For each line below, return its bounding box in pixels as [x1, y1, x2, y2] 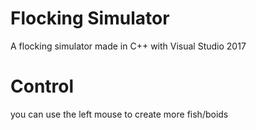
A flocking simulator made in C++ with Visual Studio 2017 [10, 40, 247, 52]
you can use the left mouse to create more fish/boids [10, 108, 229, 120]
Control [10, 75, 75, 98]
